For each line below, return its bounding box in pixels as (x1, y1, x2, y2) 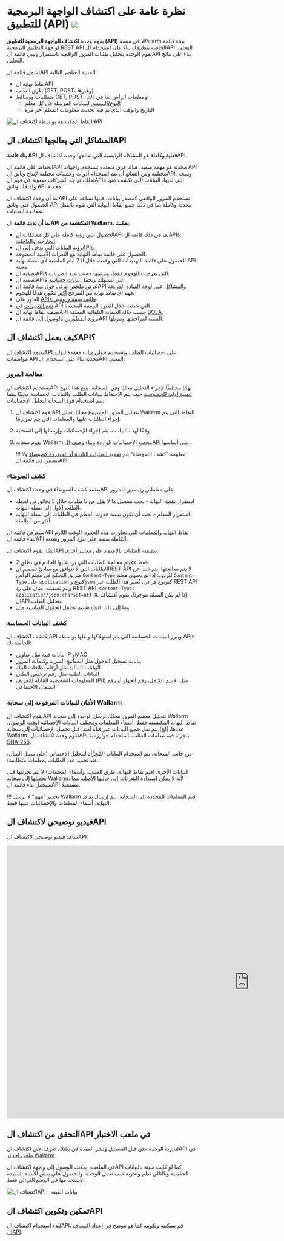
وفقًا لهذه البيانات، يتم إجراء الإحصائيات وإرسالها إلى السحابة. (15, 426, 151, 434)
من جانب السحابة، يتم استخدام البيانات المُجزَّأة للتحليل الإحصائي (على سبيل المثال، (7, 750, 193, 757)
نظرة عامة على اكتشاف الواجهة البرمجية (7, 4, 186, 18)
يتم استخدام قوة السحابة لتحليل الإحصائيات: (7, 397, 105, 404)
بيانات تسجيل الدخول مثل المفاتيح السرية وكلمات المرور (15, 657, 142, 665)
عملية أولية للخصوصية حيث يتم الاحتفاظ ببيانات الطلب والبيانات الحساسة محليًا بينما (7, 390, 193, 397)
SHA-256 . (7, 738, 31, 745)
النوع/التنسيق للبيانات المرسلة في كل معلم (24, 99, 121, 107)
